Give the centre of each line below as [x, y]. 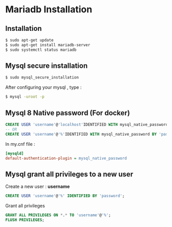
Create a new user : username [38, 186]
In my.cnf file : [20, 144]
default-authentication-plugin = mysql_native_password [66, 158]
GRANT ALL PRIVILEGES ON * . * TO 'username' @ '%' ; [58, 215]
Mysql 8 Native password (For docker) [68, 113]
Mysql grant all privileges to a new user [69, 174]
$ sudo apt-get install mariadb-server [48, 45]
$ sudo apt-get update [29, 40]
